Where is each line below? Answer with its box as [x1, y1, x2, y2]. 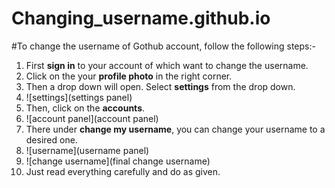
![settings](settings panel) [25, 91, 133, 103]
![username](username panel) [25, 144, 150, 156]
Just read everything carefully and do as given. [25, 165, 221, 177]
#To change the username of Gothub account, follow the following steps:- [11, 40, 316, 52]
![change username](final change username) [25, 155, 211, 167]
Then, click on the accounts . [25, 102, 146, 114]
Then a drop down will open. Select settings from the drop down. [25, 80, 296, 92]
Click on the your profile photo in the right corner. [25, 70, 233, 82]
